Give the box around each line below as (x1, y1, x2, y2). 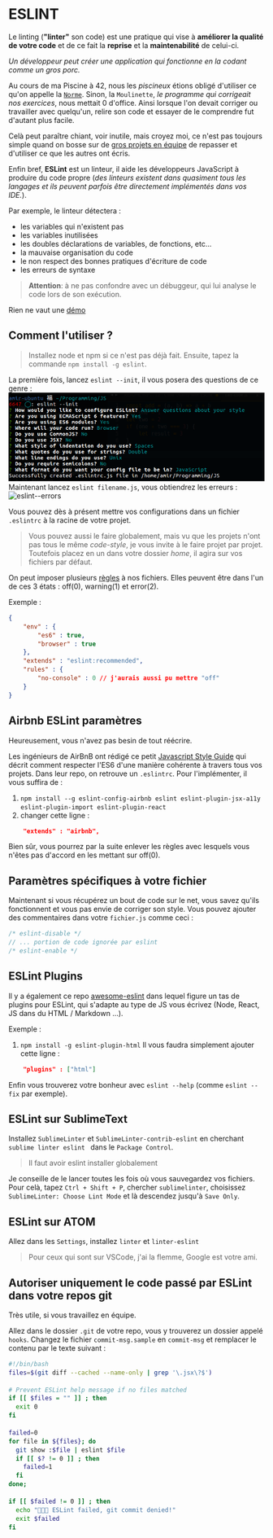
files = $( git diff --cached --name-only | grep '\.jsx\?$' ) (8, 1369, 213, 1377)
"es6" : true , (37, 631, 85, 639)
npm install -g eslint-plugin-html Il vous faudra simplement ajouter (19, 1040, 254, 1049)
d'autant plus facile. (8, 115, 75, 125)
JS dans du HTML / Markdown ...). (8, 1008, 123, 1018)
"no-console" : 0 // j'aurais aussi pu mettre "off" (37, 674, 220, 682)
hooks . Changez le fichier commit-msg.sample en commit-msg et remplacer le (8, 1334, 258, 1344)
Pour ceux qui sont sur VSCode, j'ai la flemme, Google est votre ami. (28, 1252, 258, 1262)
